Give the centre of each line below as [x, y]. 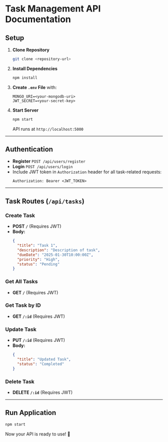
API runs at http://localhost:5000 [48, 129]
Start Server [25, 110]
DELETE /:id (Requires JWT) [42, 392]
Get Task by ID [23, 305]
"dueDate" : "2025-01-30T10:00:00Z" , [55, 255]
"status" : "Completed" [41, 364]
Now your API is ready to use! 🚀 [38, 434]
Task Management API [53, 9]
